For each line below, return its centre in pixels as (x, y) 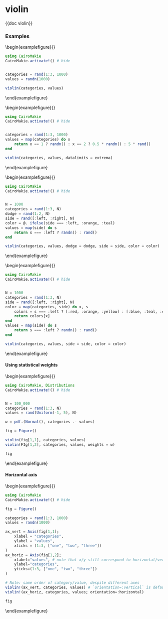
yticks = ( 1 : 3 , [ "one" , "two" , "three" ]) (56, 569)
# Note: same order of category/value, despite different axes (72, 583)
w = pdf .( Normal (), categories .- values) (50, 422)
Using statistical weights (31, 365)
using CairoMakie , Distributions (40, 385)
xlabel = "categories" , (39, 536)
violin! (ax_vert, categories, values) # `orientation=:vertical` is (78, 587)
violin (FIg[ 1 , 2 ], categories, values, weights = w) (60, 445)
